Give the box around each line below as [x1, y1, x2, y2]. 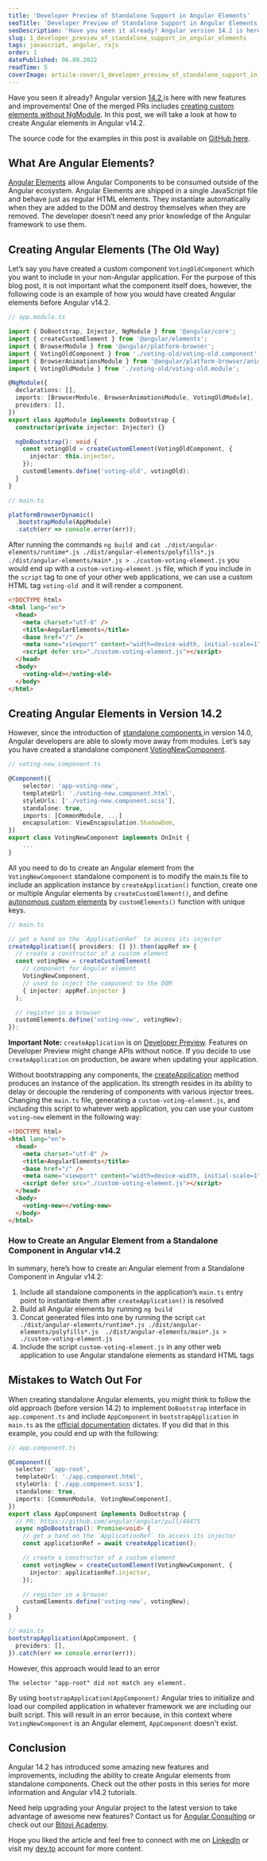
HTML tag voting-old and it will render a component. [8, 581, 184, 590]
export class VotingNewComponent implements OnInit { [8, 834, 191, 842]
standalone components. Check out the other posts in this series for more [8, 1779, 250, 1789]
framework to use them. [8, 220, 87, 229]
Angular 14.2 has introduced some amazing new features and [8, 1762, 209, 1772]
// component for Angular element [22, 964, 137, 973]
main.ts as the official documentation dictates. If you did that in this [8, 1419, 229, 1429]
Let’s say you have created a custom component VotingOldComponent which [8, 264, 255, 274]
